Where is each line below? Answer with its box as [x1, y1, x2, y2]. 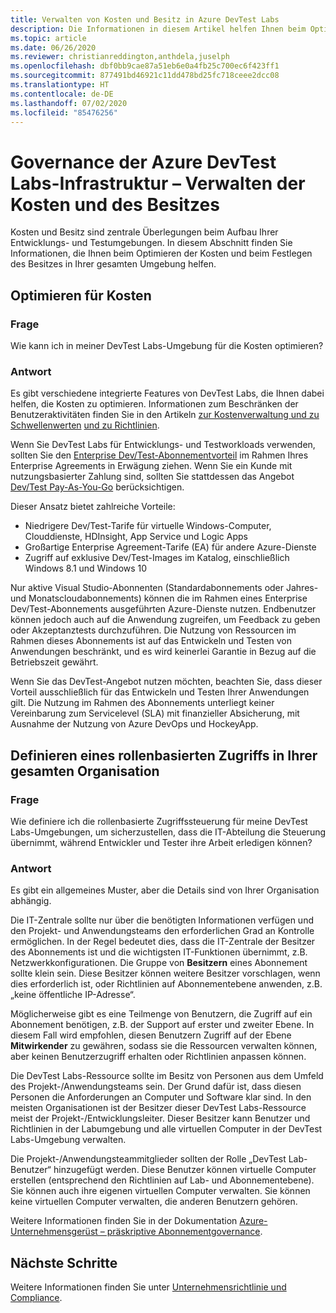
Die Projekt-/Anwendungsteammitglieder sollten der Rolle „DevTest [10, 1153, 287, 1165]
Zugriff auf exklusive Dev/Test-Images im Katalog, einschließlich [24, 552, 290, 564]
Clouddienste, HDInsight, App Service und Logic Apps [24, 531, 248, 543]
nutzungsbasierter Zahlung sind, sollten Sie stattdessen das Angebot [10, 471, 295, 483]
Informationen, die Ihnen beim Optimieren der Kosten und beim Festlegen [10, 247, 313, 260]
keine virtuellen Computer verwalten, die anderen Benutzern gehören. [10, 1196, 298, 1208]
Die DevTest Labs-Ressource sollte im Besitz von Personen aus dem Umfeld [10, 1070, 324, 1082]
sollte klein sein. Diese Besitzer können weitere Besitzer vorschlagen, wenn [10, 967, 321, 980]
